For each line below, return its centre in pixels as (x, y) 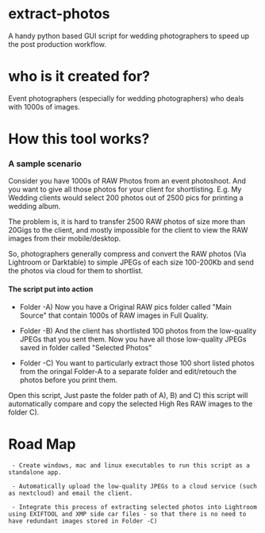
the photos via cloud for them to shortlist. (76, 271)
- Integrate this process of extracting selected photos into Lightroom (134, 507)
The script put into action (51, 289)
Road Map (42, 444)
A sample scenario (45, 164)
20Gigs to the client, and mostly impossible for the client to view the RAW (128, 230)
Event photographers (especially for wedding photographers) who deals (126, 98)
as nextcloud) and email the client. (71, 493)
